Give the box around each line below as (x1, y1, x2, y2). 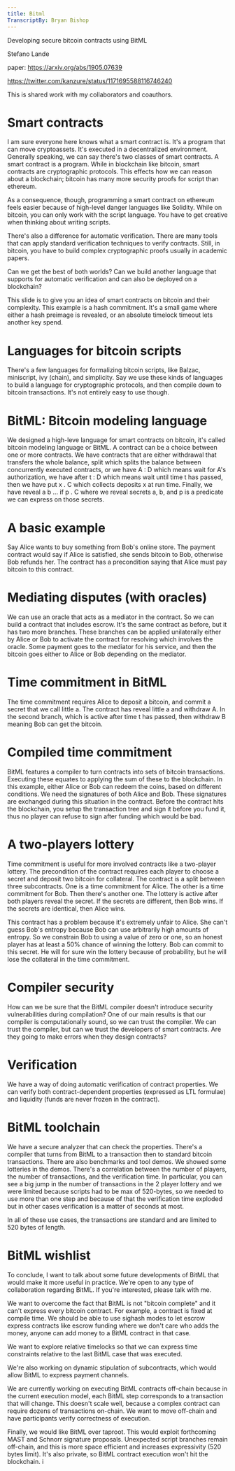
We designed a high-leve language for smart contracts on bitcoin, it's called (7, 436, 226, 444)
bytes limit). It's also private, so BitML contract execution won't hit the (7, 1449, 208, 1458)
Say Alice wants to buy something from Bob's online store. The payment (7, 543, 215, 551)
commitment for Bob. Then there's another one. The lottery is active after (7, 890, 218, 897)
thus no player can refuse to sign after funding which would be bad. (7, 812, 203, 820)
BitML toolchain (7, 1120, 101, 1135)
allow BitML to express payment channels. (7, 1370, 129, 1379)
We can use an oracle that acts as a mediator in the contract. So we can (7, 613, 215, 621)
